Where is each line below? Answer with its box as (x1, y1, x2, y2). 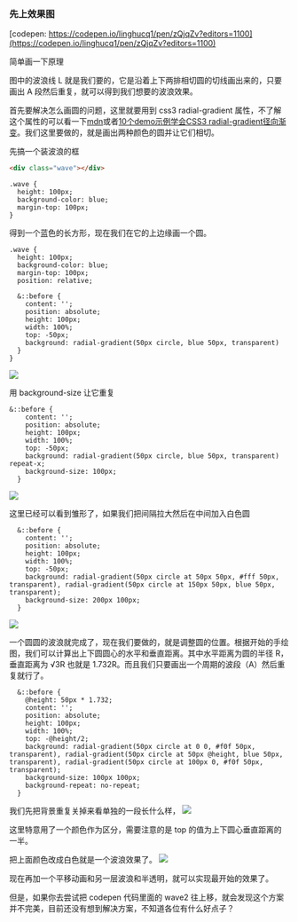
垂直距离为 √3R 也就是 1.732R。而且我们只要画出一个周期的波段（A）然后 (9, 659, 278, 670)
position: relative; (17, 277, 93, 286)
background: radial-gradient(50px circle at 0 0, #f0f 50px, (25, 743, 255, 752)
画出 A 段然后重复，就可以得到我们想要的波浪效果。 (9, 86, 198, 97)
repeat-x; (9, 460, 46, 469)
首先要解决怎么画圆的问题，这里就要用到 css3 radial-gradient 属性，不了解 (9, 105, 282, 116)
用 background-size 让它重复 (9, 388, 115, 398)
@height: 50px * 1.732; (25, 696, 114, 705)
